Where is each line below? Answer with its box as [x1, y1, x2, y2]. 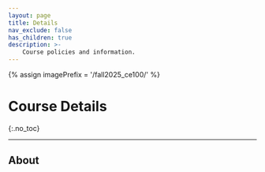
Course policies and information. [22, 48, 136, 56]
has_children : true [8, 33, 73, 42]
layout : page [8, 11, 51, 20]
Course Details [8, 98, 108, 115]
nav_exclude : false [8, 26, 73, 34]
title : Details [8, 19, 58, 27]
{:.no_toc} [8, 123, 40, 133]
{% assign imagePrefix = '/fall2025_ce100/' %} [8, 70, 160, 79]
